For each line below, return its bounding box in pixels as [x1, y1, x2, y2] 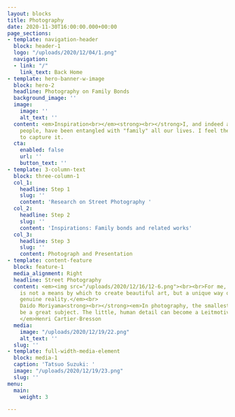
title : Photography [7, 17, 64, 24]
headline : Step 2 [20, 212, 71, 219]
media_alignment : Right [13, 270, 83, 277]
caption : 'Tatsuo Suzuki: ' [13, 361, 96, 368]
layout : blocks [7, 10, 52, 17]
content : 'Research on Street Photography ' [20, 198, 152, 206]
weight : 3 [20, 393, 49, 400]
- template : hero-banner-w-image [7, 75, 105, 82]
